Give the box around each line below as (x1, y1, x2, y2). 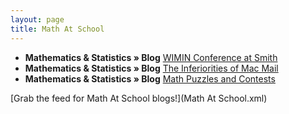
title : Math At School (10, 24, 105, 34)
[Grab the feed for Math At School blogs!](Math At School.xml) (10, 92, 268, 104)
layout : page (10, 14, 65, 25)
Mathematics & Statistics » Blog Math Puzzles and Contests (24, 72, 276, 85)
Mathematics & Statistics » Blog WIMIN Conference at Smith (24, 51, 278, 63)
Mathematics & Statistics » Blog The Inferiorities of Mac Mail (24, 62, 279, 74)
